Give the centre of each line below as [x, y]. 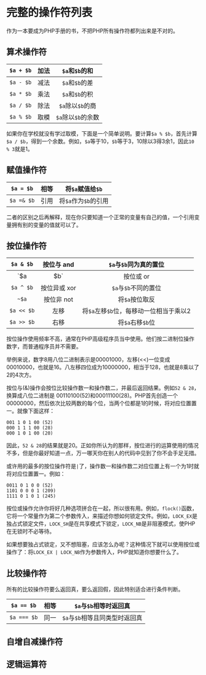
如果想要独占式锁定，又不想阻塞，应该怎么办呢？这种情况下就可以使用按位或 [103, 544]
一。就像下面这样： [31, 411]
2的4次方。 [21, 375]
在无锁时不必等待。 [31, 531]
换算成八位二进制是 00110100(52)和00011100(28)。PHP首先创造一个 [92, 396]
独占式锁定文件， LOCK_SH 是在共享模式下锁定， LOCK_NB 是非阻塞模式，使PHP [101, 524]
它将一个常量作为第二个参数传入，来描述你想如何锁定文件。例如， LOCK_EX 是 [102, 516]
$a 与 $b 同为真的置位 [136, 264]
